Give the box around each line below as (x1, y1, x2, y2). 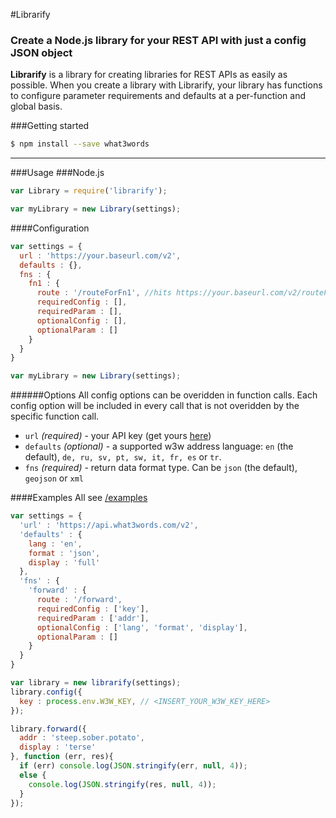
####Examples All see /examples (10, 492, 148, 504)
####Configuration (10, 222, 90, 234)
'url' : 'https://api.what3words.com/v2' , (19, 520, 199, 531)
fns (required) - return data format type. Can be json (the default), (24, 462, 298, 474)
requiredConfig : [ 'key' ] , (36, 604, 150, 614)
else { (19, 770, 47, 780)
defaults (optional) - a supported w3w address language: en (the (24, 440, 294, 453)
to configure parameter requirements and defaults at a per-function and (10, 90, 306, 102)
